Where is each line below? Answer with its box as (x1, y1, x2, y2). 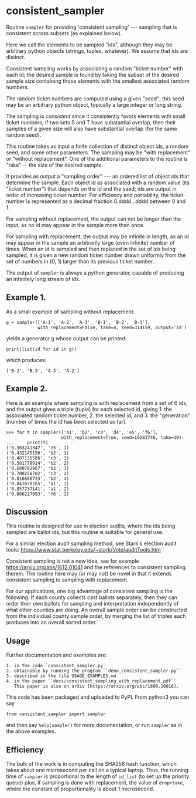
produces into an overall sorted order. (6, 619, 97, 626)
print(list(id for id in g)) (6, 346, 77, 352)
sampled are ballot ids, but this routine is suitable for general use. (6, 529, 164, 536)
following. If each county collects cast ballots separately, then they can (6, 594, 177, 601)
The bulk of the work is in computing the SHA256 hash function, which (6, 760, 177, 767)
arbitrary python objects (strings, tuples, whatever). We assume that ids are (6, 47, 188, 54)
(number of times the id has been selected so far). (6, 418, 127, 425)
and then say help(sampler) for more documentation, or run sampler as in (6, 722, 183, 729)
